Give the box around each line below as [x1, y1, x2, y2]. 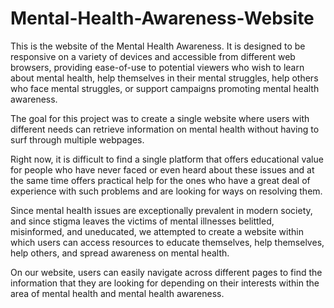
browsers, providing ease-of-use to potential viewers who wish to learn [10, 61, 305, 73]
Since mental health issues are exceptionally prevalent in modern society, [10, 204, 313, 216]
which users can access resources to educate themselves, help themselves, [10, 236, 325, 248]
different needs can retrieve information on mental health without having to [10, 123, 320, 135]
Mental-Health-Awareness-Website [10, 7, 315, 30]
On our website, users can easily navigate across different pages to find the [10, 266, 323, 278]
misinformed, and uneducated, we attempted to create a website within [10, 225, 304, 237]
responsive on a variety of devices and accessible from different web [10, 50, 296, 62]
